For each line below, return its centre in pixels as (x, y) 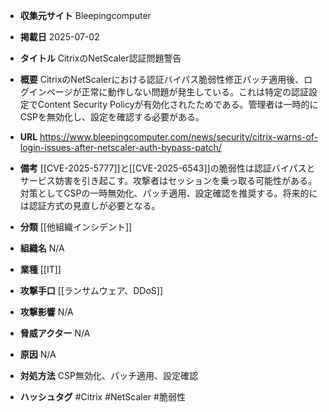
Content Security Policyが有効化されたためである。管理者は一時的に (178, 104)
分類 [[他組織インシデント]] (76, 227)
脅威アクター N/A (55, 333)
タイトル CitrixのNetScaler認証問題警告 (100, 58)
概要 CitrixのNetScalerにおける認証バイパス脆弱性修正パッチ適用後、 (162, 79)
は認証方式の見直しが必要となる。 (90, 205)
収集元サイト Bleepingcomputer (85, 15)
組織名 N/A (42, 248)
